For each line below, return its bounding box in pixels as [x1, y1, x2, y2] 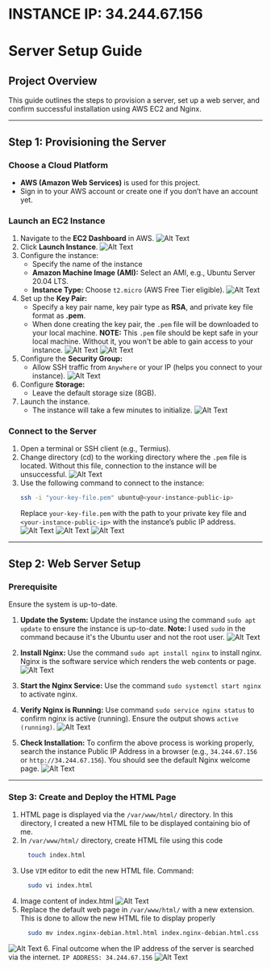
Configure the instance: [19, 251, 99, 260]
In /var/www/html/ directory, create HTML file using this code [19, 836, 223, 845]
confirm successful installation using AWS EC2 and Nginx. [8, 104, 202, 114]
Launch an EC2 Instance [8, 215, 106, 226]
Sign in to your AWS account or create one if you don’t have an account [19, 186, 258, 196]
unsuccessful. [19, 470, 67, 480]
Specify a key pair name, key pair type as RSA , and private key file [31, 303, 254, 312]
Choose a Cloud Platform [8, 159, 109, 171]
